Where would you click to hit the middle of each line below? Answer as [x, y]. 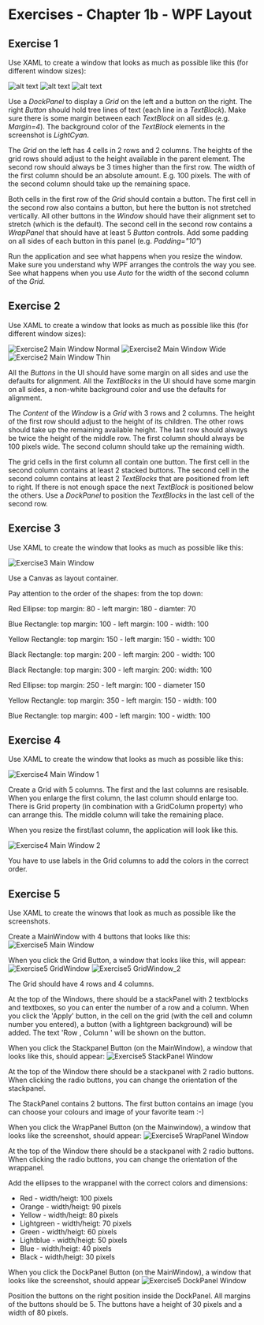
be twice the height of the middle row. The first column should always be [126, 438]
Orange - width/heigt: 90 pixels [71, 1207]
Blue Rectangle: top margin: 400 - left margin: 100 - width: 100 [110, 715]
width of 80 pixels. [38, 1313]
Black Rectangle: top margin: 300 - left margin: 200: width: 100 [110, 670]
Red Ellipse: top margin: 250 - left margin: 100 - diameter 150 [107, 685]
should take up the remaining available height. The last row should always [128, 429]
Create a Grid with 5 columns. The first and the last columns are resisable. [128, 789]
